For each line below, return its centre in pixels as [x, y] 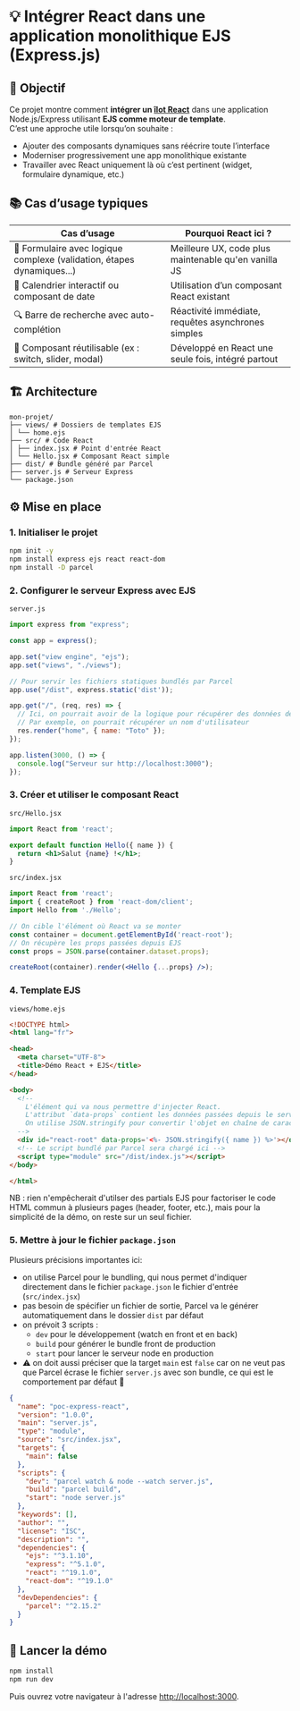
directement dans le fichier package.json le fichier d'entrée [130, 1286]
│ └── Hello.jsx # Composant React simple [89, 456]
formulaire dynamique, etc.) [73, 174]
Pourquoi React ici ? [229, 233]
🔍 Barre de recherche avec [71, 315]
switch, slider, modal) [59, 359]
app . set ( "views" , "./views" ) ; [66, 665]
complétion [37, 330]
